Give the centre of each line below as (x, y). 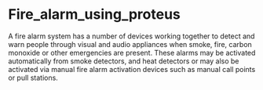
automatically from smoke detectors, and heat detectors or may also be (124, 61)
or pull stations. (33, 77)
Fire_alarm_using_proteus (94, 14)
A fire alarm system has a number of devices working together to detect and (131, 36)
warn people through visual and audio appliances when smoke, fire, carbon (130, 44)
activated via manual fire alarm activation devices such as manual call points (132, 69)
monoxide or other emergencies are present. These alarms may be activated (132, 52)
